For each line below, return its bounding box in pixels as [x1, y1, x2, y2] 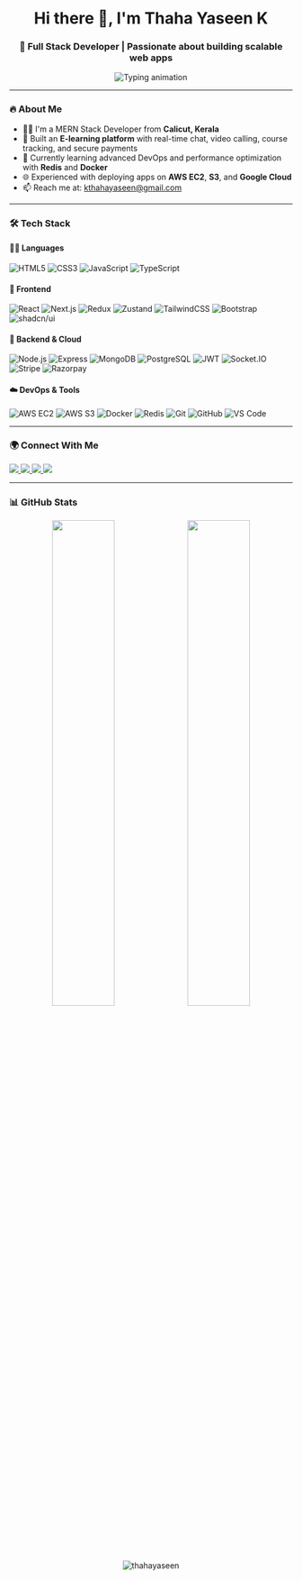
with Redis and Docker [22, 161, 108, 172]
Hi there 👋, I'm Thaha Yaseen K [33, 8, 269, 29]
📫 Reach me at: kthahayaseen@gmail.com [22, 182, 182, 193]
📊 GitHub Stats [9, 496, 78, 508]
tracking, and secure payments [22, 142, 138, 153]
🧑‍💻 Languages [9, 242, 65, 253]
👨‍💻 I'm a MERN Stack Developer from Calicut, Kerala [22, 123, 220, 134]
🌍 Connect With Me [9, 439, 99, 452]
